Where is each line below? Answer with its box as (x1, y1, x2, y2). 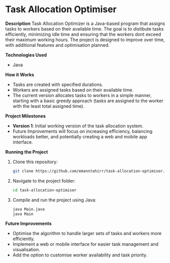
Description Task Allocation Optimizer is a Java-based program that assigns (5, 20, 165, 26)
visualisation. (12, 247, 41, 253)
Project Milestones (5, 113, 46, 119)
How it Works (5, 71, 35, 77)
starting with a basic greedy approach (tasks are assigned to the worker (12, 98, 163, 104)
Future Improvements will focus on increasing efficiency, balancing (12, 128, 153, 134)
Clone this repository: (12, 159, 58, 165)
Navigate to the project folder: (12, 178, 76, 184)
